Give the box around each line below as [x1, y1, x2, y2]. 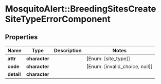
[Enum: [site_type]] [86, 56, 130, 62]
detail [7, 71, 21, 78]
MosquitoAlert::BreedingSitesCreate [5, 3, 157, 14]
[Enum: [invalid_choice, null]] [86, 63, 153, 70]
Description [54, 47, 82, 54]
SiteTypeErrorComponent [5, 14, 111, 25]
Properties [5, 33, 38, 41]
